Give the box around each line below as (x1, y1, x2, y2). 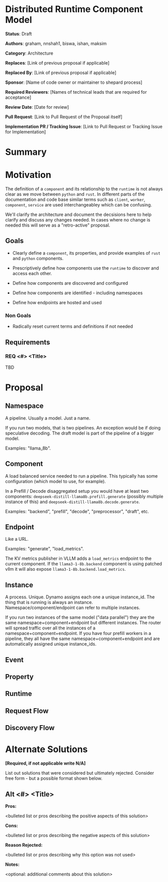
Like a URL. (5, 536, 29, 542)
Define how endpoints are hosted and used (12, 299, 102, 305)
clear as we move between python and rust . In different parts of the (5, 191, 145, 197)
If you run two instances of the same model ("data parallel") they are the (5, 614, 154, 620)
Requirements (5, 338, 50, 346)
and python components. (12, 255, 64, 261)
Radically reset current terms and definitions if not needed (12, 323, 133, 329)
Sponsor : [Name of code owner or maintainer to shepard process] (5, 79, 142, 85)
